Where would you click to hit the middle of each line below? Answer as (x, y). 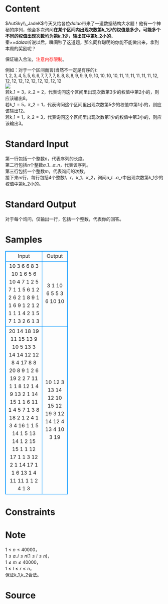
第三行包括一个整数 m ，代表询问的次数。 (47, 171)
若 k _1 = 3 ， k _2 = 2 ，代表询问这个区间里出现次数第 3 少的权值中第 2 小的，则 (82, 92)
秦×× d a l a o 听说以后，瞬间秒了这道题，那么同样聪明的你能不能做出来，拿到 (82, 42)
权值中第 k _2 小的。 (24, 184)
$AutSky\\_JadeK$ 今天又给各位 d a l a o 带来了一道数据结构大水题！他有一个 (81, 23)
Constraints (30, 512)
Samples (24, 240)
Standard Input (37, 144)
